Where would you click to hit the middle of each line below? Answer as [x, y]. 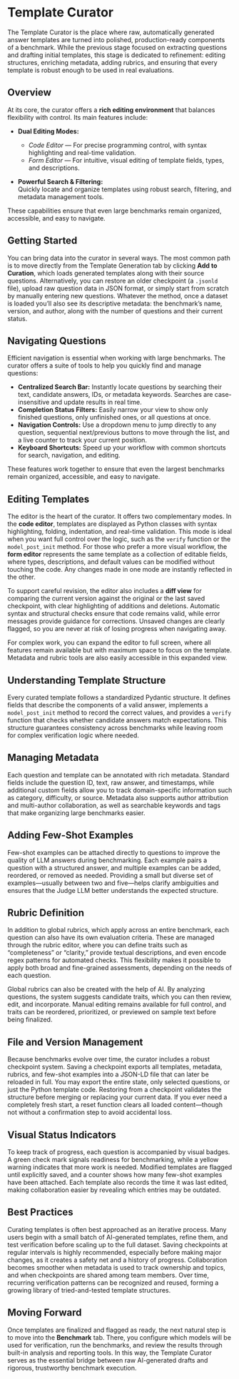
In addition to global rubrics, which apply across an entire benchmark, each [118, 930]
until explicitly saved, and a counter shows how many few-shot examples [115, 1175]
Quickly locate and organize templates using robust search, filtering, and [124, 189]
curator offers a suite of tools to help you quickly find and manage [105, 365]
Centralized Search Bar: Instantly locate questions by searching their [120, 387]
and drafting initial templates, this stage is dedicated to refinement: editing [117, 55]
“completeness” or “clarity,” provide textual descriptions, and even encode [117, 953]
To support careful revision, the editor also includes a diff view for [105, 591]
